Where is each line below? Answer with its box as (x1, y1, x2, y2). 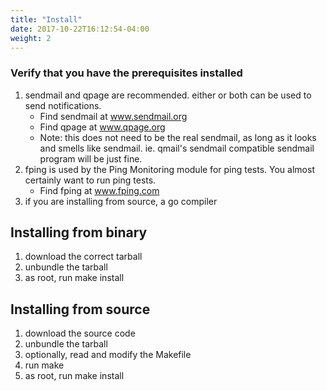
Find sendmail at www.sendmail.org (39, 110, 188, 122)
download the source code (24, 327, 136, 340)
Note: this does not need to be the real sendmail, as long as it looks (39, 131, 317, 143)
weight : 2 (10, 33, 52, 43)
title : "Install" (10, 14, 83, 25)
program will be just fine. (39, 152, 143, 165)
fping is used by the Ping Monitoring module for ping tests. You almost (24, 163, 315, 175)
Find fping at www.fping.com (39, 184, 160, 196)
